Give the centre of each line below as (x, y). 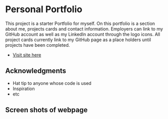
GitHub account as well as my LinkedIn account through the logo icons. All (83, 34)
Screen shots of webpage (47, 110)
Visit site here (27, 55)
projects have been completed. (38, 45)
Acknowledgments (36, 71)
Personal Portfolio (44, 9)
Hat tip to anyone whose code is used (52, 83)
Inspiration (24, 88)
